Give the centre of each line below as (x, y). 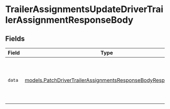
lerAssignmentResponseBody (69, 20)
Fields (15, 39)
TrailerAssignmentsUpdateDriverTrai (84, 9)
